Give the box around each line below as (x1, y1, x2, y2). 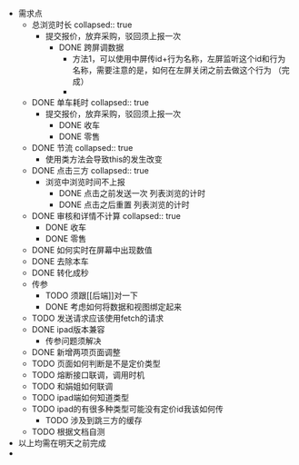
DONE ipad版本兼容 (31, 324, 105, 334)
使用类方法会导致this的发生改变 (45, 153, 164, 164)
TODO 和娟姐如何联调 (31, 381, 114, 391)
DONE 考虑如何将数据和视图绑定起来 (45, 302, 183, 312)
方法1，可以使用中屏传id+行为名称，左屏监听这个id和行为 (72, 54, 286, 64)
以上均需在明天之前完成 (17, 438, 106, 448)
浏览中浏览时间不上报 (45, 176, 125, 187)
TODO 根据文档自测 (31, 426, 105, 437)
